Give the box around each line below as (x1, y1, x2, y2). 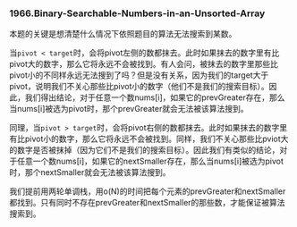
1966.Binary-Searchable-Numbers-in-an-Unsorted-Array (9, 7, 266, 20)
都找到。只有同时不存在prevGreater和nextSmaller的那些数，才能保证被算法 (9, 198, 285, 208)
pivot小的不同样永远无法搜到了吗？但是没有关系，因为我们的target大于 (9, 70, 269, 80)
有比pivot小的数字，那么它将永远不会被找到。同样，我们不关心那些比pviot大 (9, 133, 289, 145)
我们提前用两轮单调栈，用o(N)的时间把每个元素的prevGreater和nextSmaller (9, 186, 286, 197)
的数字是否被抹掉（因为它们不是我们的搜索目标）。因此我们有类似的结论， (9, 145, 280, 156)
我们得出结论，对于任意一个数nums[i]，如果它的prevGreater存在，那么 (24, 92, 285, 103)
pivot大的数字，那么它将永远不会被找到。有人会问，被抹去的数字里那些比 (9, 59, 279, 70)
